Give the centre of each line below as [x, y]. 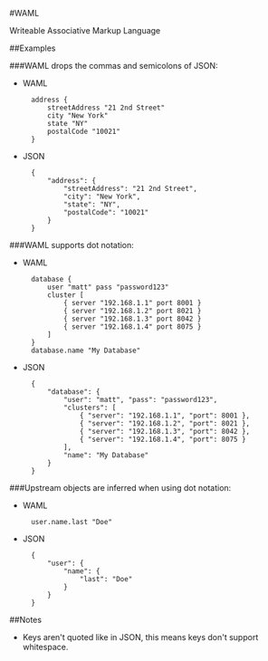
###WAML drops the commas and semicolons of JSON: [114, 66]
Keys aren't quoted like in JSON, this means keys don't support [140, 637]
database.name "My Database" [86, 350]
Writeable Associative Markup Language [85, 30]
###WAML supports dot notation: [72, 245]
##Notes [26, 620]
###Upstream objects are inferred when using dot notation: [120, 488]
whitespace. [45, 647]
